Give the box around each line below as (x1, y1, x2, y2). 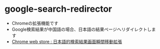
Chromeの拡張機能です (11, 20, 59, 26)
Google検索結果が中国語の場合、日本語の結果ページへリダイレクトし (11, 26, 152, 32)
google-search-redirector (4, 3, 112, 15)
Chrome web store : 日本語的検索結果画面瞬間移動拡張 (11, 38, 123, 45)
